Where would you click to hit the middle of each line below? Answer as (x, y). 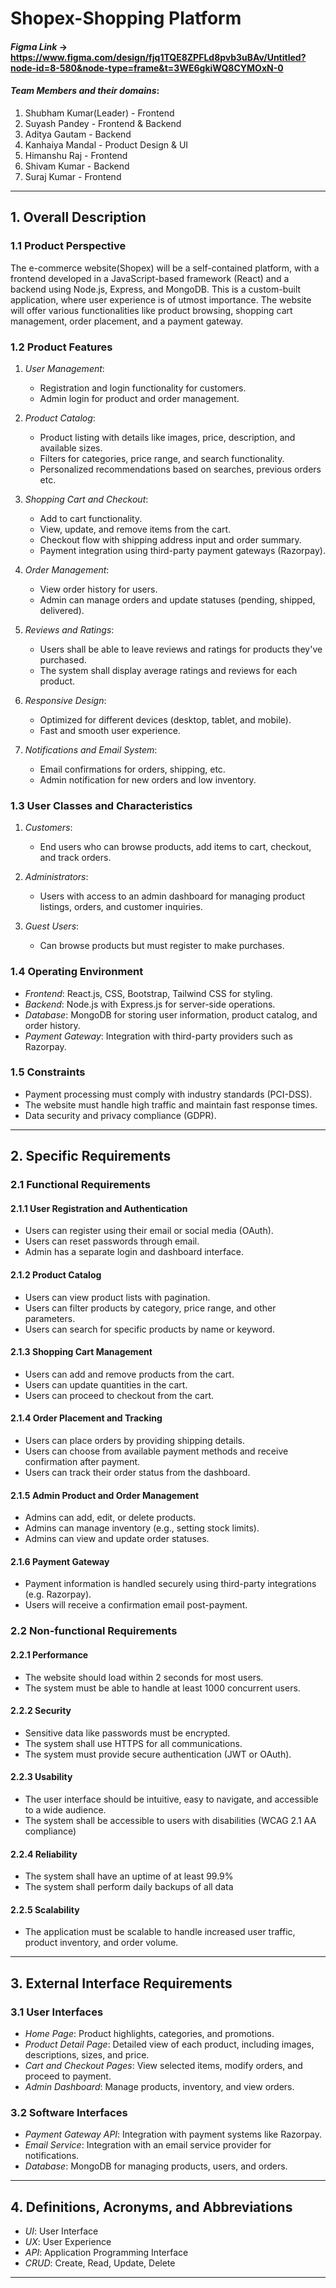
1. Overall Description (78, 217)
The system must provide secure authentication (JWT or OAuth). (158, 1754)
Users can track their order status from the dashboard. (137, 1472)
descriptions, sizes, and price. (87, 2055)
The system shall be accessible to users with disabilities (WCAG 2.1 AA (170, 1820)
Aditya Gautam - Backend (78, 134)
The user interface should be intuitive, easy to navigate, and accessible (171, 1799)
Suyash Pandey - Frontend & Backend (103, 123)
